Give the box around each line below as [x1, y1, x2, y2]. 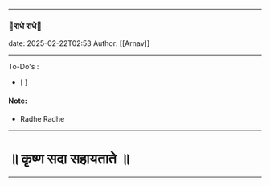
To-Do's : [8, 62, 39, 72]
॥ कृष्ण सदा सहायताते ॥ [8, 150, 130, 167]
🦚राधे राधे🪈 [8, 20, 43, 31]
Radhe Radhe [19, 114, 65, 123]
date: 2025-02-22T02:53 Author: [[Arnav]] [8, 39, 150, 48]
